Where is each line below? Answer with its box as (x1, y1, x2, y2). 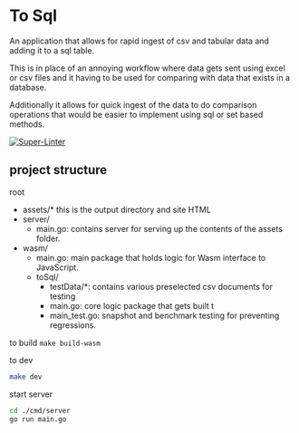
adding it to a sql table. (9, 44, 95, 55)
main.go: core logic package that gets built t (49, 300, 215, 311)
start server (9, 389, 53, 399)
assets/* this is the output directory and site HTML (22, 204, 211, 215)
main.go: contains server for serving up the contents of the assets (35, 223, 284, 234)
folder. (35, 233, 61, 244)
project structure (9, 162, 108, 178)
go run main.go (9, 414, 67, 424)
